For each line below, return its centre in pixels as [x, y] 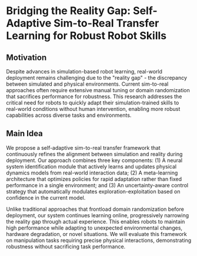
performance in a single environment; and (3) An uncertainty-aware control [97, 185]
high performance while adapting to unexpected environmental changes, [94, 228]
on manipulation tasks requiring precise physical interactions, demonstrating [99, 240]
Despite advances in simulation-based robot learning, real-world [84, 71]
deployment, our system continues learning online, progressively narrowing [98, 215]
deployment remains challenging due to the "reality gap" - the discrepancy [96, 78]
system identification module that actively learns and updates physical [91, 166]
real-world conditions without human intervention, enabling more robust [93, 109]
